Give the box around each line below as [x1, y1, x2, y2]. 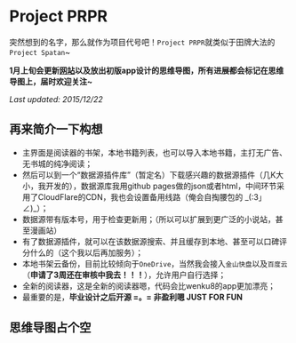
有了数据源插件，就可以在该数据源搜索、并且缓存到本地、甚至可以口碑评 [21, 235, 287, 246]
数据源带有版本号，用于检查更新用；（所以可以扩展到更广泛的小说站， [21, 213, 276, 224]
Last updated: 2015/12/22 [9, 93, 104, 104]
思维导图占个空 [9, 320, 92, 335]
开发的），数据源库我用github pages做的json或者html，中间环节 [45, 180, 277, 191]
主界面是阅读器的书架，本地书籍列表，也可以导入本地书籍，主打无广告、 [21, 147, 287, 157]
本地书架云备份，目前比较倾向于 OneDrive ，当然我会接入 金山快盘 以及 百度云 [21, 258, 288, 268]
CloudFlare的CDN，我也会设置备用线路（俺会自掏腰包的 [37, 191, 244, 202]
